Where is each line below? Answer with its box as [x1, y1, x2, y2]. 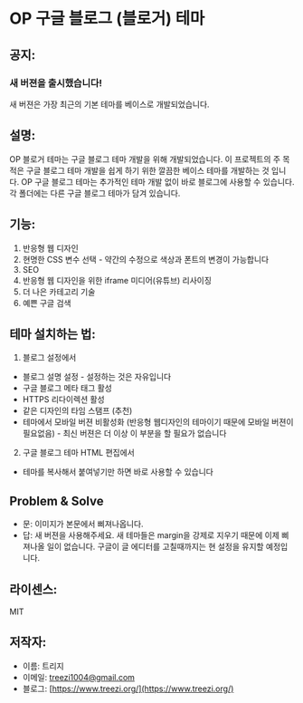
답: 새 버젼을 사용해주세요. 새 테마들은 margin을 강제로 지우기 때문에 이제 [22, 530, 280, 541]
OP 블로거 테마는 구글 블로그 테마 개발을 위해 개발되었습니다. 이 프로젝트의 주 [9, 153, 281, 164]
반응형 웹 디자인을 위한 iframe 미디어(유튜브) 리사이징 [22, 274, 213, 285]
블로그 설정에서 [22, 352, 77, 363]
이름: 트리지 [22, 660, 65, 671]
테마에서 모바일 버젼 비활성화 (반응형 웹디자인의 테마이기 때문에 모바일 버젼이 [22, 417, 294, 428]
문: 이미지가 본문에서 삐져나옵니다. [22, 518, 144, 530]
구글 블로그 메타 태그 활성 [22, 382, 113, 394]
